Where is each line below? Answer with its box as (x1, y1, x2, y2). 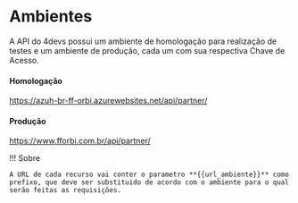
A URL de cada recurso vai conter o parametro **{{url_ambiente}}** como (9, 170, 290, 180)
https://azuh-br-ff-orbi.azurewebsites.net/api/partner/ (9, 96, 208, 106)
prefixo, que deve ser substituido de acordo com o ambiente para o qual (9, 178, 290, 187)
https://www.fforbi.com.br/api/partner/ (9, 136, 152, 147)
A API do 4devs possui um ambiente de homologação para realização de (9, 36, 277, 47)
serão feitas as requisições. (9, 186, 122, 195)
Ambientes (9, 6, 93, 27)
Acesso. (9, 55, 40, 65)
